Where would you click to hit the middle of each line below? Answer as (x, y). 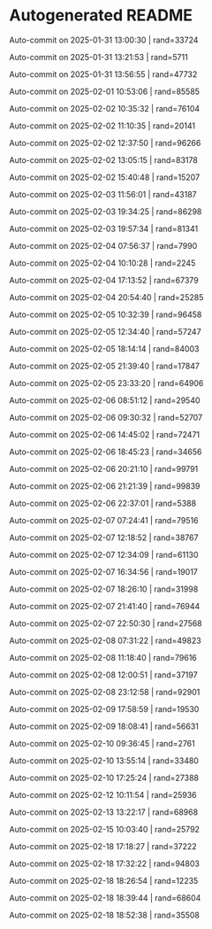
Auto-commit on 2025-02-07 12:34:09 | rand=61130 (104, 554)
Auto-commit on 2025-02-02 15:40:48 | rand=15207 (105, 177)
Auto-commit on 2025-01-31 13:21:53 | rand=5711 (98, 57)
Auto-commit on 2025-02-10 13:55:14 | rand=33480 (104, 760)
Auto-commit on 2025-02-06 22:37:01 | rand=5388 (103, 503)
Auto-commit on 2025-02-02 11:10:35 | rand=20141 (102, 126)
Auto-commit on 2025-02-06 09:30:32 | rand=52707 (106, 417)
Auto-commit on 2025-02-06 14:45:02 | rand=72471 (105, 434)
